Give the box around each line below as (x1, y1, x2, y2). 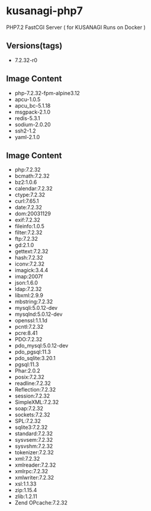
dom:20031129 (14, 210, 52, 217)
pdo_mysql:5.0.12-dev (14, 342, 69, 350)
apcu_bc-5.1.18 (14, 102, 51, 109)
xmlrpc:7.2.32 (14, 468, 49, 475)
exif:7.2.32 (14, 216, 40, 224)
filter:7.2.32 (14, 229, 43, 236)
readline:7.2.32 (14, 380, 52, 387)
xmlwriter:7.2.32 (14, 474, 54, 481)
